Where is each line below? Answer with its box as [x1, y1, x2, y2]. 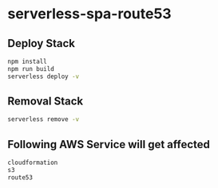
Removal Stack [7, 95, 84, 108]
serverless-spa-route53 [7, 5, 172, 23]
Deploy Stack [7, 37, 75, 50]
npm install [7, 57, 47, 65]
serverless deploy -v [7, 72, 80, 80]
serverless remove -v [7, 116, 80, 123]
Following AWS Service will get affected [7, 137, 211, 151]
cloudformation [7, 159, 58, 167]
